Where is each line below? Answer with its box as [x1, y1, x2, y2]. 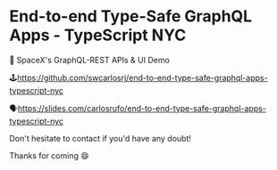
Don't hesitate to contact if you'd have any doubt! [9, 133, 192, 143]
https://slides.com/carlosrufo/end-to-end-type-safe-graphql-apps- [17, 102, 266, 113]
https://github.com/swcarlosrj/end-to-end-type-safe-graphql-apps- [17, 72, 268, 83]
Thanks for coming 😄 [9, 150, 89, 161]
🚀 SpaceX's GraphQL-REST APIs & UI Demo [9, 54, 170, 65]
